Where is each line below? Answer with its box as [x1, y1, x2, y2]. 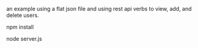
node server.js [6, 35, 43, 42]
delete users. [6, 12, 40, 19]
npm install [6, 24, 34, 30]
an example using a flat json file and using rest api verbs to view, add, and [6, 5, 192, 12]
